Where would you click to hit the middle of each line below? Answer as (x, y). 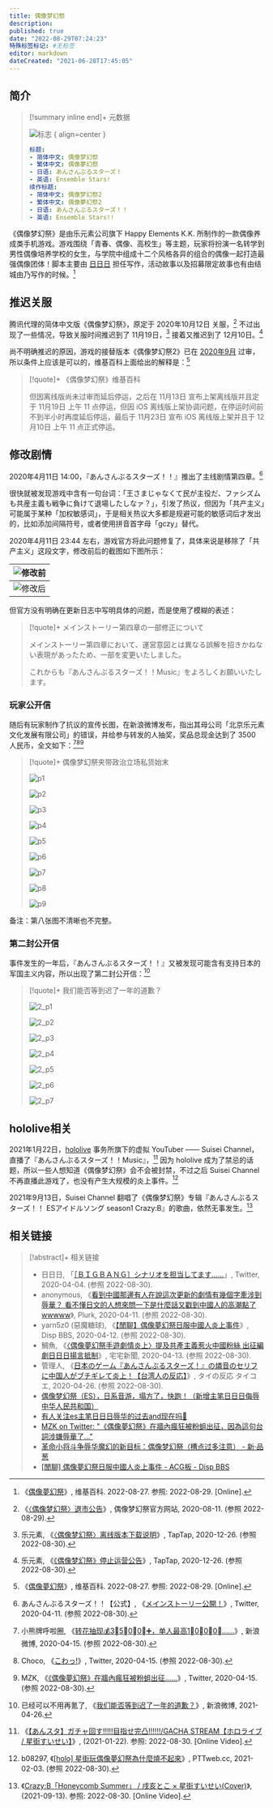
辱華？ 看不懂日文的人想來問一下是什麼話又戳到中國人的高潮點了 (149, 1304)
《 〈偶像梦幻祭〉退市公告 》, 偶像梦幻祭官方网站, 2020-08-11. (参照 (131, 1508)
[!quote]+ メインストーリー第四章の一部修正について (117, 628)
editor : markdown (38, 53)
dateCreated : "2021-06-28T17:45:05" (71, 62)
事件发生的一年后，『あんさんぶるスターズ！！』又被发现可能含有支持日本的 (135, 963)
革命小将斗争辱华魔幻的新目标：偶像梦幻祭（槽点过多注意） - (143, 1446)
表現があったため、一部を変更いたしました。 (111, 655)
